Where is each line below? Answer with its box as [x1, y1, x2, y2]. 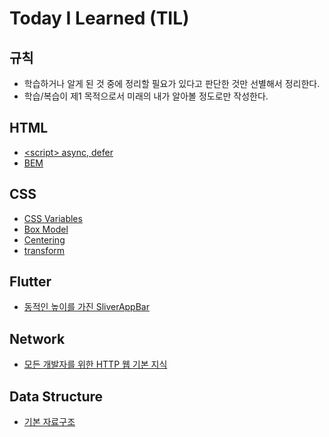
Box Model [23, 223, 69, 235]
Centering [23, 233, 66, 246]
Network [9, 330, 66, 347]
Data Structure [9, 388, 104, 405]
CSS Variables [23, 212, 83, 224]
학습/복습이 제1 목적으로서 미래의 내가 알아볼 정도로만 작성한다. [23, 90, 269, 102]
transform [23, 244, 66, 256]
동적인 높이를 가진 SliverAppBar [23, 301, 150, 313]
